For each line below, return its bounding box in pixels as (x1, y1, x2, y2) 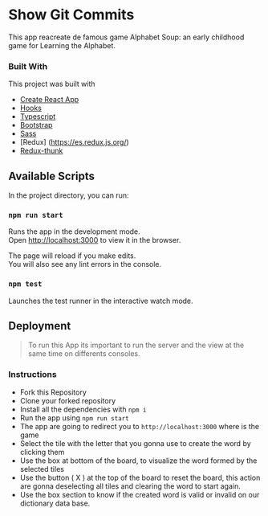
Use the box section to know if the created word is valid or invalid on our (19, 489, 260, 499)
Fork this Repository (19, 387, 87, 397)
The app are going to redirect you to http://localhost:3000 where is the (19, 421, 260, 431)
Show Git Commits (8, 6, 135, 24)
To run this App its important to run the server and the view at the (27, 340, 245, 350)
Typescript (19, 112, 56, 121)
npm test (8, 280, 43, 289)
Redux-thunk (19, 146, 63, 156)
